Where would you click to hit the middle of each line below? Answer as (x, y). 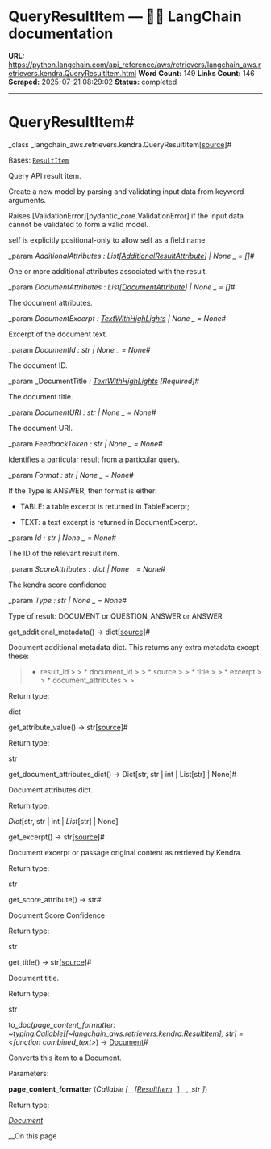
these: (19, 656)
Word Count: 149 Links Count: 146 (197, 73)
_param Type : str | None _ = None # (68, 600)
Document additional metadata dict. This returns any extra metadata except (134, 647)
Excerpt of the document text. (58, 334)
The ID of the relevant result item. (64, 553)
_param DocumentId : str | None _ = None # (79, 349)
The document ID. (38, 365)
